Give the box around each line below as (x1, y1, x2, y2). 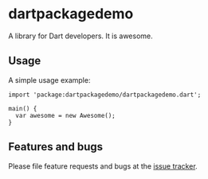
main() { (8, 104, 37, 112)
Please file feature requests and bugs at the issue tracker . (8, 161, 198, 171)
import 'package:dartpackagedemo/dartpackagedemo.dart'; (8, 91, 202, 99)
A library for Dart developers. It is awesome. (8, 31, 153, 41)
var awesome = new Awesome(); (15, 111, 116, 119)
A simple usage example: (8, 75, 91, 84)
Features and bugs (8, 140, 104, 154)
